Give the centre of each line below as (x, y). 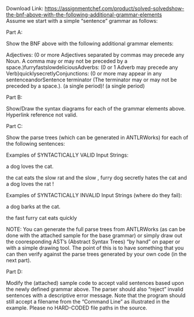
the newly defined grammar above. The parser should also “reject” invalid (95, 289)
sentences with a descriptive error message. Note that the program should (96, 295)
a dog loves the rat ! (30, 184)
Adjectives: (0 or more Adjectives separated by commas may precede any (95, 55)
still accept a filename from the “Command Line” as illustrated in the (88, 302)
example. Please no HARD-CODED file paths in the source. (77, 308)
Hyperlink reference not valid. (42, 115)
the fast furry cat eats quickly (41, 218)
